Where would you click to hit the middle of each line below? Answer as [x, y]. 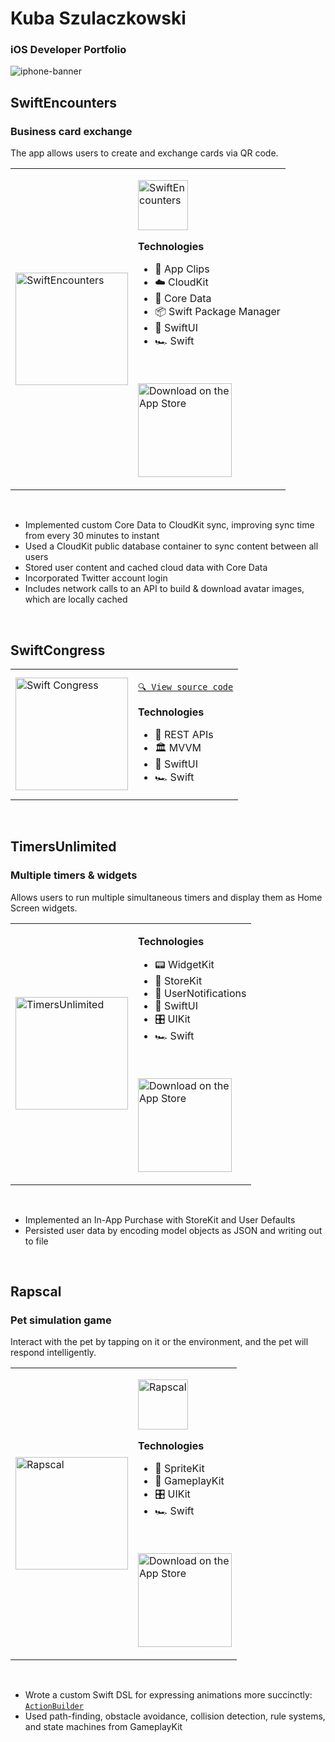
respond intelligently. [53, 1353]
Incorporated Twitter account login [96, 578]
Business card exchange [71, 131]
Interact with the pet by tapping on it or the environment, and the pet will [159, 1342]
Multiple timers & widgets [74, 875]
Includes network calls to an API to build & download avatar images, [164, 589]
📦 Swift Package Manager [217, 312]
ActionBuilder [54, 1707]
